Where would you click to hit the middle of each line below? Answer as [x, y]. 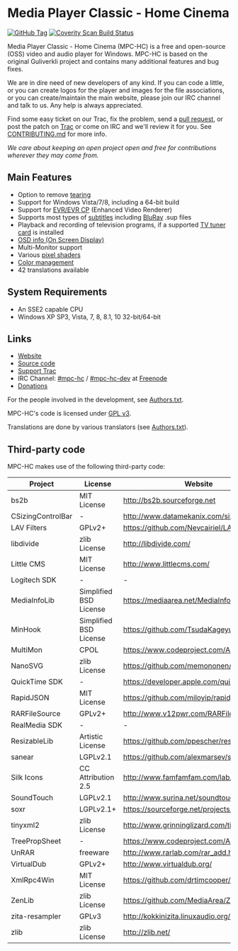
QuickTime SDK [37, 682]
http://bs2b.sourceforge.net [169, 501]
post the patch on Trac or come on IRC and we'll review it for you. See [109, 126]
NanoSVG [27, 666]
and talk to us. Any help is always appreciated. [75, 105]
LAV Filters [29, 528]
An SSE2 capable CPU [50, 309]
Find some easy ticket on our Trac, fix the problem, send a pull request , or [115, 119]
